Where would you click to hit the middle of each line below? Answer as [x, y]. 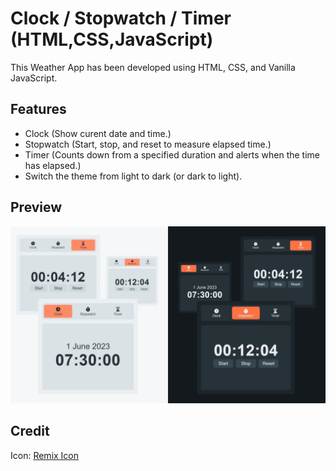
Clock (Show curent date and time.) [98, 133]
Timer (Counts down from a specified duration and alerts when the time [172, 154]
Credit [30, 431]
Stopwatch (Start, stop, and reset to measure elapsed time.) [148, 144]
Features [38, 109]
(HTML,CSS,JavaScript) [112, 39]
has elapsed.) [53, 165]
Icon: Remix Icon [45, 455]
